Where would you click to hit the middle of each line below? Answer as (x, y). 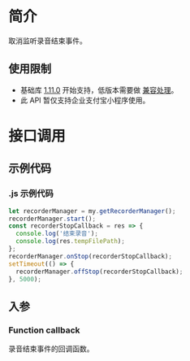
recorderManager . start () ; (52, 219)
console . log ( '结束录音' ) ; (57, 234)
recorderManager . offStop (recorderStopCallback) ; (99, 272)
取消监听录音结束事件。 (47, 41)
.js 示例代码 (31, 194)
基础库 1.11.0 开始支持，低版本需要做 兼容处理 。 (99, 89)
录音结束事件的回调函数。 (51, 349)
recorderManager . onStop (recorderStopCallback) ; (91, 256)
